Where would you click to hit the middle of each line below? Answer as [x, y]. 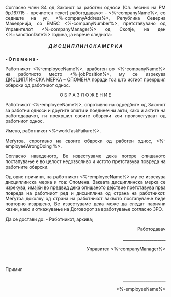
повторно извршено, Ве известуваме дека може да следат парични [85, 204]
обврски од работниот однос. [38, 85]
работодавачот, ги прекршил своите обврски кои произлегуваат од [85, 115]
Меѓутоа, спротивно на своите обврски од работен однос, [79, 141]
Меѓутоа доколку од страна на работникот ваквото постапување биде [85, 198]
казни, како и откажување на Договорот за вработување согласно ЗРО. [84, 209]
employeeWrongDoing [29, 146]
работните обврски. [27, 167]
